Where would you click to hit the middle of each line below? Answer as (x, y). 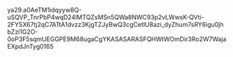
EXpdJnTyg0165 (31, 46)
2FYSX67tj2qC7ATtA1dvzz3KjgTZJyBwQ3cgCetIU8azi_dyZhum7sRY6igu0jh (115, 24)
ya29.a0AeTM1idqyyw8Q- (45, 10)
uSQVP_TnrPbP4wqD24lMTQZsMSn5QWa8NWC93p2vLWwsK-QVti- (106, 17)
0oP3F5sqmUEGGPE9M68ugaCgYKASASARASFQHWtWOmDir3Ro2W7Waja (117, 39)
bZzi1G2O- (23, 32)
